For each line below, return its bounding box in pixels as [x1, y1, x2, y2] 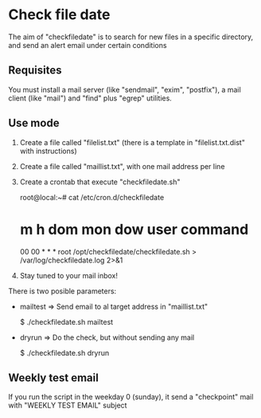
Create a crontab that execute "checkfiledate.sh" [19, 177, 181, 187]
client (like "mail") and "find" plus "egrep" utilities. [8, 93, 173, 103]
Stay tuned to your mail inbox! [19, 270, 118, 280]
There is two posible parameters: [8, 286, 117, 296]
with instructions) [19, 146, 77, 156]
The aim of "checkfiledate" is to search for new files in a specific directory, [8, 32, 254, 41]
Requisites [8, 64, 62, 77]
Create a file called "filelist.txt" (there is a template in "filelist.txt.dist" [19, 137, 245, 147]
